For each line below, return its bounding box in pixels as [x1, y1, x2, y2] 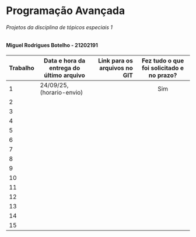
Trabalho [9, 64, 34, 72]
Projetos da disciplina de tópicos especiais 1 [6, 23, 113, 30]
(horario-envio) [40, 89, 83, 96]
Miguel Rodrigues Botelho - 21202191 [6, 42, 98, 49]
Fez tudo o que [142, 57, 184, 65]
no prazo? [148, 71, 177, 79]
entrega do [48, 64, 80, 72]
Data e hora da [43, 57, 86, 65]
